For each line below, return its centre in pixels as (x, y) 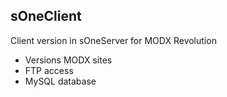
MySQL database (60, 81)
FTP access (49, 70)
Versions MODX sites (68, 60)
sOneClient (46, 16)
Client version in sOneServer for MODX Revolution (113, 40)
